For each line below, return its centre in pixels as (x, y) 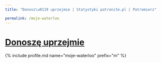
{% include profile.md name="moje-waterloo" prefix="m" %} (66, 56)
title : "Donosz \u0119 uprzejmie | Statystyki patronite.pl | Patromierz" (81, 9)
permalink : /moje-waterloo (32, 18)
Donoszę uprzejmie (45, 42)
